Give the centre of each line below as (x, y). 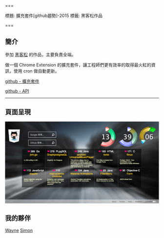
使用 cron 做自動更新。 (36, 71)
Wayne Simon (19, 230)
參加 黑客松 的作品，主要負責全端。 (41, 55)
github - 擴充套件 (22, 81)
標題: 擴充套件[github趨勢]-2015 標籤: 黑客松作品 (54, 16)
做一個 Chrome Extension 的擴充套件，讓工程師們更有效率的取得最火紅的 (78, 65)
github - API (17, 91)
